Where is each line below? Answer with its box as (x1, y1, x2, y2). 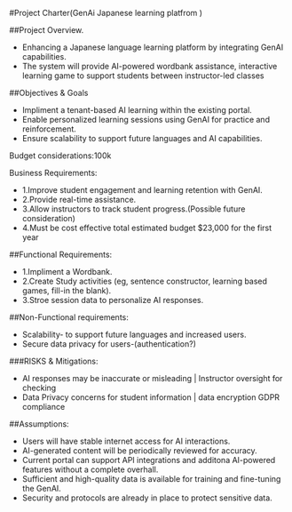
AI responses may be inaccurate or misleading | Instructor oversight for (21, 373, 283, 383)
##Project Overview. (9, 25, 84, 35)
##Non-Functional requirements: (9, 312, 129, 323)
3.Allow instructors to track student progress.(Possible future (21, 204, 246, 214)
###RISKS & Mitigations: (9, 356, 99, 366)
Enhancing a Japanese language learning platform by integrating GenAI (21, 42, 284, 52)
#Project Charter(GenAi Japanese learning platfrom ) (9, 8, 202, 18)
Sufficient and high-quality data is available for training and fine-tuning (21, 474, 281, 484)
